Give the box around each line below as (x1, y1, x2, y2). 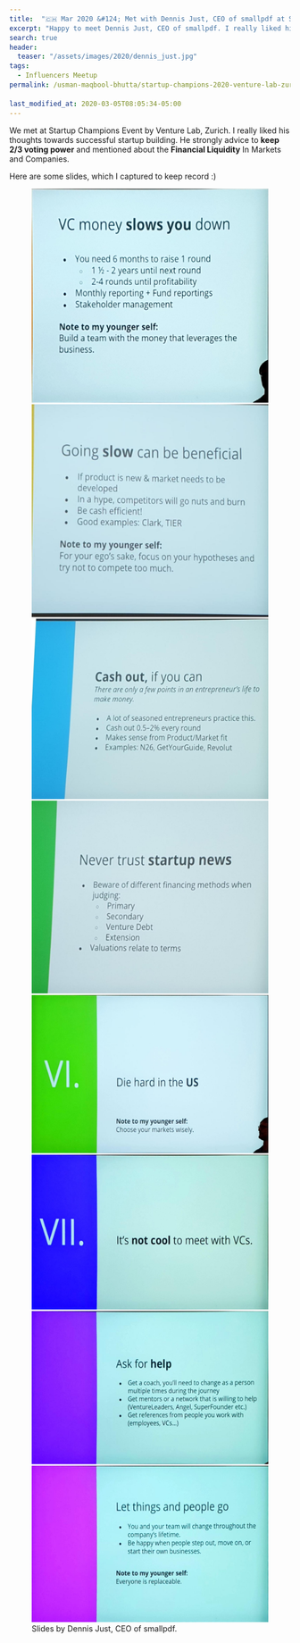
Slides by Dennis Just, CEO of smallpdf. (31, 1622, 178, 1634)
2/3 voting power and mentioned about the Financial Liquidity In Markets (9, 144, 281, 155)
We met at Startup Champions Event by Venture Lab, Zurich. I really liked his (9, 125, 290, 136)
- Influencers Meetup (17, 71, 98, 80)
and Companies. (9, 153, 70, 164)
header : (9, 43, 38, 52)
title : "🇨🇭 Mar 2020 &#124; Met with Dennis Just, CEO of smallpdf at (9, 14, 286, 23)
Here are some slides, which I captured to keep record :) (9, 171, 217, 181)
